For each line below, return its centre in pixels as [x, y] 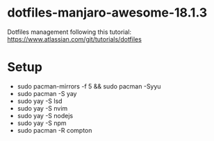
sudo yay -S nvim [42, 108]
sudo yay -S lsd [40, 101]
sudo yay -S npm [42, 123]
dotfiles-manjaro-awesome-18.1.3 [107, 13]
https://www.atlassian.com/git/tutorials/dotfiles [75, 39]
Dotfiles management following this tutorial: [69, 32]
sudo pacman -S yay [47, 93]
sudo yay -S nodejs [45, 115]
